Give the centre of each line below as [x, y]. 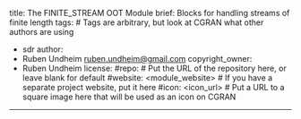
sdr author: [43, 49]
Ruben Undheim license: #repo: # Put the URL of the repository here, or [154, 68]
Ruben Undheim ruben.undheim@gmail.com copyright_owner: [137, 59]
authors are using [42, 32]
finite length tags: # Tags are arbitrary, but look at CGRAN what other [137, 22]
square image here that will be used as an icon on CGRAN [129, 97]
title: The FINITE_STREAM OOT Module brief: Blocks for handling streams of [150, 13]
